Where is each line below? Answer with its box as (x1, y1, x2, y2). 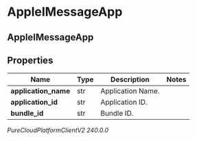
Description (111, 75, 150, 84)
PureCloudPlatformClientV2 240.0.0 (7, 126, 108, 134)
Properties (7, 54, 54, 66)
